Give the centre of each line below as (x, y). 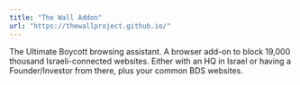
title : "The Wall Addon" (56, 17)
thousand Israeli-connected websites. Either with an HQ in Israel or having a (150, 61)
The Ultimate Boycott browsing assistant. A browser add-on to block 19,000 (150, 51)
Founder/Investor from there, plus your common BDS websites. (126, 70)
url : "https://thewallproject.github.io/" (90, 26)
